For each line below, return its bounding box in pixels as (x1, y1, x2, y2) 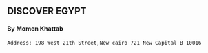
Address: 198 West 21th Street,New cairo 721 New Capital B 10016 (7, 39, 202, 46)
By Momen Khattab (7, 24, 63, 33)
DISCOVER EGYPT (7, 5, 87, 17)
